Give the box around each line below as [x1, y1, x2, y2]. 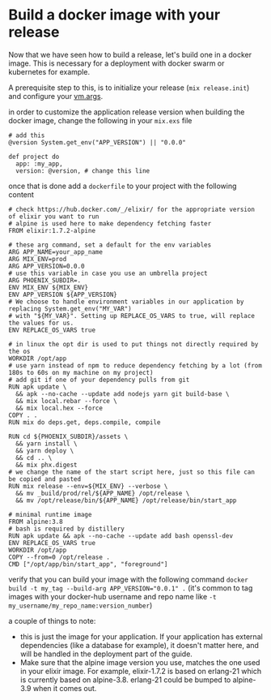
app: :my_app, [15, 160, 63, 168]
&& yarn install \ [15, 440, 78, 448]
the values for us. [8, 319, 74, 327]
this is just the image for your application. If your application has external [19, 631, 263, 642]
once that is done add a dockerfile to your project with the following [8, 181, 237, 191]
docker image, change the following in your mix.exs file [8, 115, 193, 125]
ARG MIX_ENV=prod [8, 255, 67, 263]
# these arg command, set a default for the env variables [8, 241, 212, 249]
